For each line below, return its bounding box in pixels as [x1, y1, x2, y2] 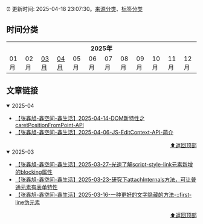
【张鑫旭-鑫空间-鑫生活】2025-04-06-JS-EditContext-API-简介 [14, 128, 174, 136]
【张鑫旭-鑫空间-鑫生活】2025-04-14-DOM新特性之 [14, 114, 145, 122]
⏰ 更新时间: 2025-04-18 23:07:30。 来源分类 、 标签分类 [6, 5, 143, 12]
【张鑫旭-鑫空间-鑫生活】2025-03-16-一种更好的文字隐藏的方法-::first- [14, 191, 192, 198]
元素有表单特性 [20, 183, 58, 191]
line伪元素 [14, 199, 40, 206]
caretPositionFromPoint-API [14, 121, 85, 128]
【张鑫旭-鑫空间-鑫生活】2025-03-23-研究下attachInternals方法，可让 [14, 176, 192, 183]
